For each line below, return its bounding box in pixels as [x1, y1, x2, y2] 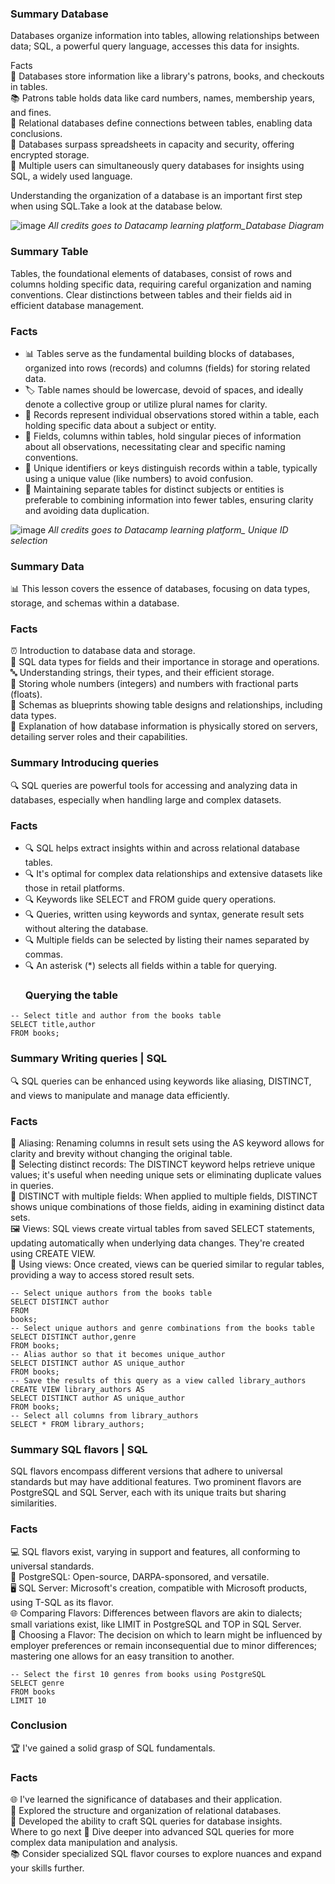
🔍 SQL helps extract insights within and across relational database [24, 842, 300, 854]
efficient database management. [10, 299, 145, 311]
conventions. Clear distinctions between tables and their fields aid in [10, 288, 292, 301]
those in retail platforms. [24, 882, 125, 894]
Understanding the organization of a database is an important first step [10, 190, 303, 202]
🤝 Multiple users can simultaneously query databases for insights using [10, 160, 305, 172]
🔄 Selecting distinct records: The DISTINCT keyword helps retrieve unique [10, 1158, 316, 1170]
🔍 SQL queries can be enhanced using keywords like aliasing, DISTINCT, [10, 1075, 312, 1087]
